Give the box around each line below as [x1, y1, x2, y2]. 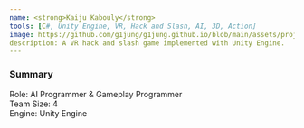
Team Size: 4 [9, 98, 59, 109]
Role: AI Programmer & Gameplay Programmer [9, 88, 183, 99]
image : [9, 30, 34, 39]
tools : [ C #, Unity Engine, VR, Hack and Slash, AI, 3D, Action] [9, 22, 257, 31]
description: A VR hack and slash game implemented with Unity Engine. [9, 38, 285, 48]
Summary [9, 69, 54, 81]
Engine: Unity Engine [9, 107, 88, 118]
